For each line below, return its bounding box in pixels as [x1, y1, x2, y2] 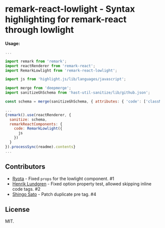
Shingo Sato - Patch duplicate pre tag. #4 [12, 191, 97, 197]
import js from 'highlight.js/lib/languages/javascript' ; [5, 77, 126, 82]
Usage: [5, 40, 21, 46]
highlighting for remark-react [5, 14, 127, 25]
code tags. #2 [12, 186, 41, 192]
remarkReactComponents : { [9, 122, 63, 127]
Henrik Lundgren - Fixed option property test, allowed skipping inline [12, 180, 152, 187]
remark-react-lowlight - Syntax [5, 3, 135, 15]
